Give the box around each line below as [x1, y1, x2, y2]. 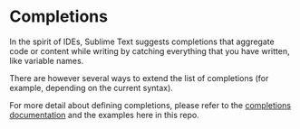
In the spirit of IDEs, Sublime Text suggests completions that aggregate [9, 36, 275, 47]
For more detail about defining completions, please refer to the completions [9, 99, 292, 110]
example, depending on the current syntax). [9, 82, 174, 93]
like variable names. [9, 55, 84, 66]
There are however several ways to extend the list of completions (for [9, 72, 269, 83]
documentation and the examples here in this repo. [9, 109, 199, 120]
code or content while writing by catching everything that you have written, [9, 45, 290, 56]
